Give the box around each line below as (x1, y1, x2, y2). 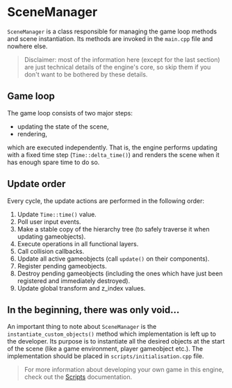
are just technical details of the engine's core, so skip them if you (24, 63, 211, 71)
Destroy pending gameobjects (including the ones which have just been (17, 269, 223, 277)
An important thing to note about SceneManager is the (7, 323, 157, 331)
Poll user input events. (17, 217, 81, 226)
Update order (7, 178, 66, 190)
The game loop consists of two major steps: (7, 108, 133, 117)
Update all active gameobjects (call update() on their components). (17, 254, 210, 263)
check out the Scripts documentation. (24, 373, 133, 381)
